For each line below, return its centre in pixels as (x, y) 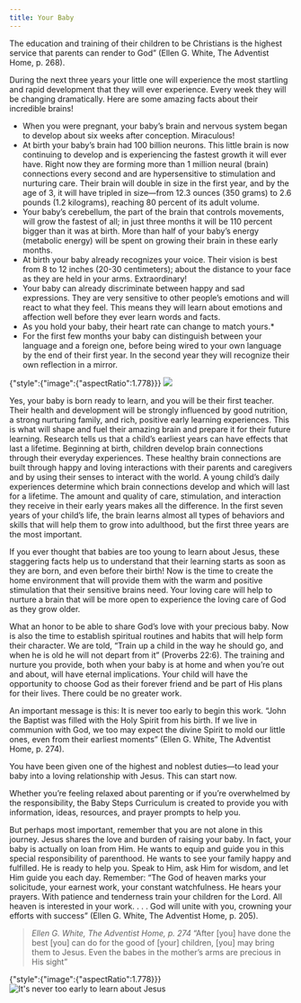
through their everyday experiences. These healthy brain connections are (145, 457)
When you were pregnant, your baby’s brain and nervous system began (155, 126)
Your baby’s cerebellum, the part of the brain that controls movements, (153, 211)
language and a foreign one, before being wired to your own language (152, 345)
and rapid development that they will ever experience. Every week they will (148, 89)
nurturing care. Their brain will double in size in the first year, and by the (155, 183)
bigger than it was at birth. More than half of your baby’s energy (140, 231)
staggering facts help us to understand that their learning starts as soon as (147, 561)
